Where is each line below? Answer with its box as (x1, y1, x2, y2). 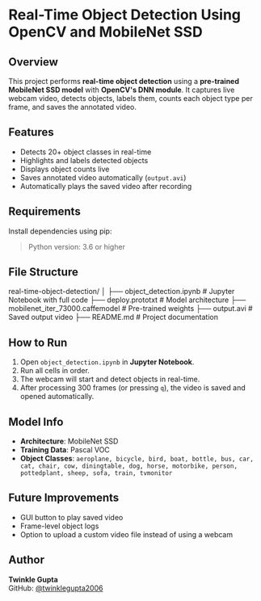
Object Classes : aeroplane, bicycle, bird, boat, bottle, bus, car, (19, 454, 255, 464)
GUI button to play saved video (19, 512, 124, 522)
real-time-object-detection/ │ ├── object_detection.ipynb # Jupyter (8, 287, 235, 296)
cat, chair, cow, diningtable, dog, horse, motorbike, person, (19, 462, 238, 470)
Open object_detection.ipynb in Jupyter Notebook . (19, 357, 195, 367)
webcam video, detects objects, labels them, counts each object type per (8, 94, 253, 103)
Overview (8, 55, 59, 69)
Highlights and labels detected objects (19, 155, 149, 165)
